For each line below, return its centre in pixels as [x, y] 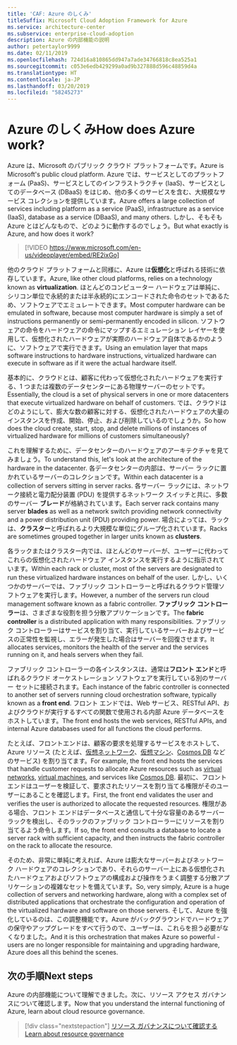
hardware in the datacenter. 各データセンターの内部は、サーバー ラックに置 [117, 468]
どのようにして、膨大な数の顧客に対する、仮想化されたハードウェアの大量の [118, 412]
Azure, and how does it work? [50, 234]
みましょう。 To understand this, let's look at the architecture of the [105, 459]
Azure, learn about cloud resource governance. [76, 1011]
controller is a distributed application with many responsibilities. [101, 622]
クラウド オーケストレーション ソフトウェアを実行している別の [117, 678]
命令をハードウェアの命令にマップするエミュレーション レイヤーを [122, 330]
